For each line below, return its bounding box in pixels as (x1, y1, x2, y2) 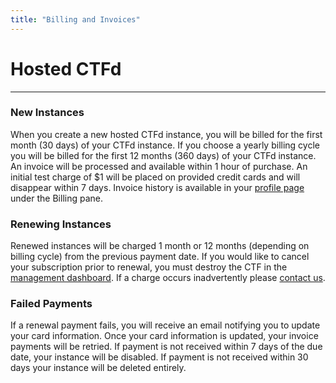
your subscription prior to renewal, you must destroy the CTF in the (10, 261, 288, 273)
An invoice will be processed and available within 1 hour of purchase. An (10, 160, 308, 172)
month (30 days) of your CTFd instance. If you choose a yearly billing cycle (10, 139, 320, 151)
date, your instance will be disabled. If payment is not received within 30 (10, 351, 309, 363)
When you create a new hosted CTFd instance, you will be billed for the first (10, 128, 323, 140)
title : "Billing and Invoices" (10, 14, 141, 25)
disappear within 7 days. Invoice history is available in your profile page (10, 181, 305, 193)
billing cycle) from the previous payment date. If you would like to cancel (10, 251, 310, 263)
